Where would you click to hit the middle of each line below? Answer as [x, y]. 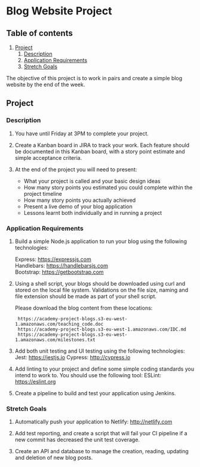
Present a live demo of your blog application [78, 206]
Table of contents [39, 33]
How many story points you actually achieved [80, 200]
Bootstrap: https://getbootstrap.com [59, 272]
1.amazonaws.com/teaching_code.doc [59, 324]
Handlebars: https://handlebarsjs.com [61, 265]
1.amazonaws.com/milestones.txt [55, 339]
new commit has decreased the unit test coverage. [77, 440]
